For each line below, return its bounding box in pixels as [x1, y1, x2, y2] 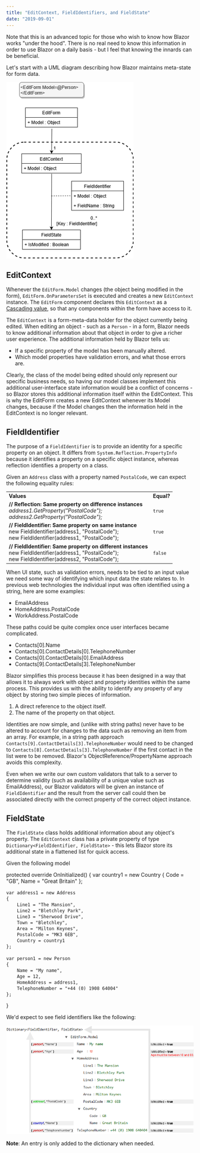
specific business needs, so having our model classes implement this [6, 378, 176, 385]
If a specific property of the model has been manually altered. [14, 347, 167, 354]
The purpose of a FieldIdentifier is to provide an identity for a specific [6, 443, 183, 450]
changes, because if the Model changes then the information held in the [6, 403, 183, 411]
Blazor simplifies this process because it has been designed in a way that [6, 672, 186, 680]
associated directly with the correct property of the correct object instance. [6, 796, 192, 803]
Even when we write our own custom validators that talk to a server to [6, 770, 177, 778]
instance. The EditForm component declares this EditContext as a [6, 299, 167, 306]
